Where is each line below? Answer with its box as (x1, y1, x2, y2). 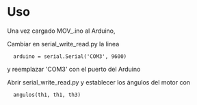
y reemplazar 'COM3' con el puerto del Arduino (7, 65, 141, 73)
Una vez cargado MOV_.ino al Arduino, (7, 27, 116, 35)
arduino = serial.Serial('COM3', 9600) (13, 52, 127, 60)
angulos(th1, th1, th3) (13, 91, 81, 98)
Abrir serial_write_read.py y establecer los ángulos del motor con (7, 78, 190, 86)
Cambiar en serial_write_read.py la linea (7, 40, 120, 48)
